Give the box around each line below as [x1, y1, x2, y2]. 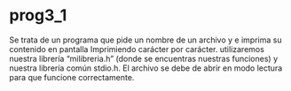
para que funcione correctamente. [9, 72, 135, 82]
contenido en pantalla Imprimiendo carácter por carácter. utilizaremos [9, 43, 264, 54]
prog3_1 [9, 5, 67, 26]
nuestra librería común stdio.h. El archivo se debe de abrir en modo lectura [9, 63, 283, 73]
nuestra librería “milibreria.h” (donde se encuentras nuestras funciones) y [9, 53, 278, 64]
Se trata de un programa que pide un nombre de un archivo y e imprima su [9, 34, 282, 45]
